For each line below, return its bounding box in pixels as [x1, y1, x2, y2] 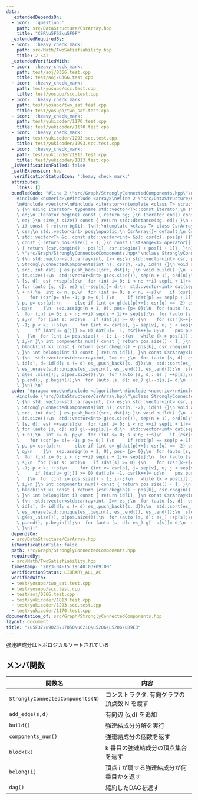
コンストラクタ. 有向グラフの [105, 691, 186, 699]
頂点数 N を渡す [105, 699, 149, 708]
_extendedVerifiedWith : [11, 58, 70, 64]
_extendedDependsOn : [11, 14, 62, 20]
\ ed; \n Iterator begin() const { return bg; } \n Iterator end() [16, 212, 181, 218]
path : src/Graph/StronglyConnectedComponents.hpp [11, 548, 136, 553]
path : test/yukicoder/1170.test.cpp [16, 119, 107, 125]
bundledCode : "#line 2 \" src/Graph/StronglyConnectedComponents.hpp [11, 190, 183, 196]
